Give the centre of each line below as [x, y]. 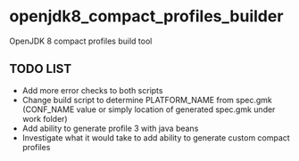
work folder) [45, 118]
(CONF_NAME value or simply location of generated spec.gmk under [149, 109]
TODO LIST [41, 69]
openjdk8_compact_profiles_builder [146, 16]
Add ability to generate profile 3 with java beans [110, 128]
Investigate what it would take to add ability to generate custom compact [156, 137]
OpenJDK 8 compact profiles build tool [81, 41]
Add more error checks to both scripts [92, 90]
